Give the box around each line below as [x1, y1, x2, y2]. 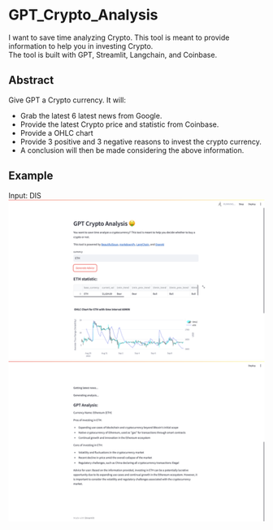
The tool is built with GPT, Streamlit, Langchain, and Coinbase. [8, 50, 218, 59]
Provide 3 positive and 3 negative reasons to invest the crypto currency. [19, 137, 262, 146]
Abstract [8, 73, 54, 87]
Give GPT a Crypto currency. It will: [8, 95, 126, 105]
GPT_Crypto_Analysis [8, 6, 158, 24]
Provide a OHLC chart [19, 128, 93, 137]
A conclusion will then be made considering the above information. [19, 145, 245, 155]
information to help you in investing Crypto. [8, 41, 154, 50]
